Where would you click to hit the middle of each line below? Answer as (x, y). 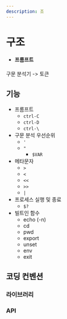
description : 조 (25, 11)
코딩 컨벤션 (25, 277)
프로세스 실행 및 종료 (38, 199)
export (31, 238)
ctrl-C (31, 116)
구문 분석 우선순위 (35, 135)
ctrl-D (31, 122)
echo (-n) (35, 219)
